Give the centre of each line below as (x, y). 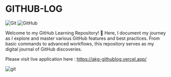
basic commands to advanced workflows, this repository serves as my (80, 43)
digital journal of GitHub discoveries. (44, 49)
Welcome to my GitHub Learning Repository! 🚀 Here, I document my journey (85, 33)
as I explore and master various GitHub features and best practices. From (83, 38)
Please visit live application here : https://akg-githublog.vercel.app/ (76, 59)
